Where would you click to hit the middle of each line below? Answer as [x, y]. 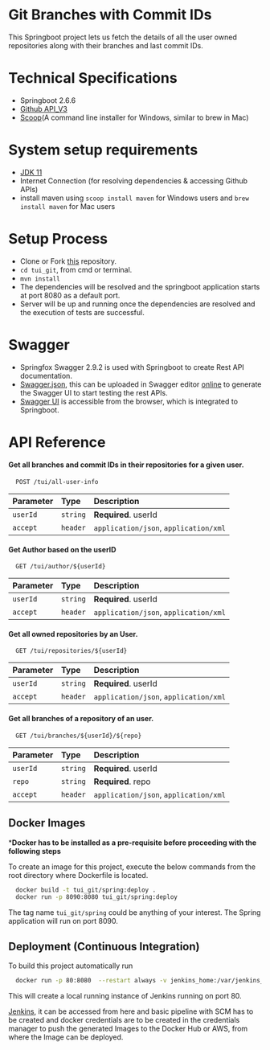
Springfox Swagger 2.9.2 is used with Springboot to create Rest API [132, 367]
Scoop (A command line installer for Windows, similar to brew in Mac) [134, 117]
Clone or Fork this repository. [68, 261]
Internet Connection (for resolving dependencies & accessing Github [133, 180]
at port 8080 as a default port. [70, 295]
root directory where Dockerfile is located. [78, 875]
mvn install [40, 279]
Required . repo [122, 781]
